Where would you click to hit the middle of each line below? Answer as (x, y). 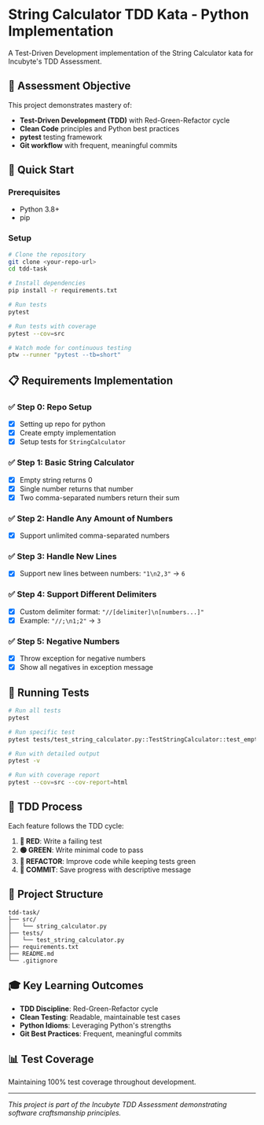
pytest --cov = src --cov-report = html (68, 783)
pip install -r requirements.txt (63, 291)
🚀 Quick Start (41, 170)
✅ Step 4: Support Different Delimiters (82, 594)
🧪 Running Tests (49, 692)
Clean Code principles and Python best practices (99, 128)
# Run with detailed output (54, 754)
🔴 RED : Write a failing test (60, 841)
